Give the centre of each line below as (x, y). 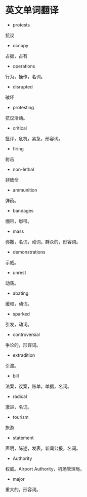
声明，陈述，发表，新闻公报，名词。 (43, 448)
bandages (23, 210)
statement (23, 438)
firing (18, 148)
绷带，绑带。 (18, 221)
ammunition (25, 190)
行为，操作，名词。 (25, 76)
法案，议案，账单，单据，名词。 (38, 386)
